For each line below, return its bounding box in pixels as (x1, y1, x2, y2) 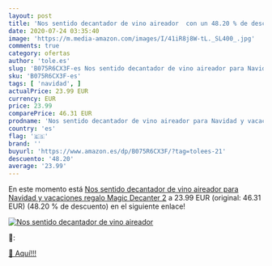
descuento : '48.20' (8, 154, 74, 163)
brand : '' (8, 139, 42, 148)
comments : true (8, 42, 60, 50)
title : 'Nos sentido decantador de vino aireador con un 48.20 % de (8, 19, 249, 27)
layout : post (8, 11, 53, 20)
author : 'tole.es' (8, 57, 70, 65)
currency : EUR (8, 95, 57, 103)
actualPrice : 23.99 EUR (8, 87, 89, 95)
